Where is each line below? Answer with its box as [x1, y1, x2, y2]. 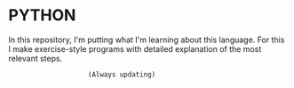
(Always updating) [87, 70, 156, 79]
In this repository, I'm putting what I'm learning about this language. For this [8, 34, 285, 45]
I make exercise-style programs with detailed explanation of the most [8, 43, 262, 54]
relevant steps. [8, 53, 63, 63]
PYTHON [8, 5, 76, 26]
